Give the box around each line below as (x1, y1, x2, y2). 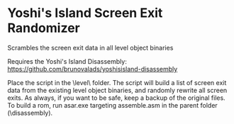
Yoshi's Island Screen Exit (7, 5, 163, 21)
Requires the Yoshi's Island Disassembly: (7, 57, 128, 65)
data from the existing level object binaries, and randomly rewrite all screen (7, 86, 228, 94)
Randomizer (7, 20, 80, 36)
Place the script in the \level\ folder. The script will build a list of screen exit (7, 78, 227, 86)
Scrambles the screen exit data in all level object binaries (7, 43, 174, 52)
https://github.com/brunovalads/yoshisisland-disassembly (7, 64, 178, 73)
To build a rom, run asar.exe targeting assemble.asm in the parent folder (7, 101, 218, 109)
